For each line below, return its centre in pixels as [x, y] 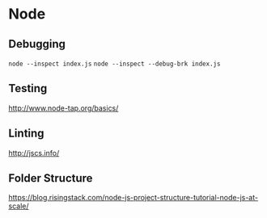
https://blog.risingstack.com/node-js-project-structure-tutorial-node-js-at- [133, 198]
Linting [26, 134]
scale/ [19, 206]
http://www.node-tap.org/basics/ [64, 108]
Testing [28, 88]
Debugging [37, 44]
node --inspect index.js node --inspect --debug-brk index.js [114, 64]
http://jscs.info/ [34, 153]
